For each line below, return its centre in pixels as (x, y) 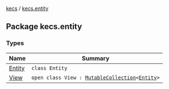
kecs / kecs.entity (27, 8)
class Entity (49, 68)
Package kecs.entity (44, 26)
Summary (95, 58)
